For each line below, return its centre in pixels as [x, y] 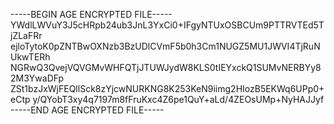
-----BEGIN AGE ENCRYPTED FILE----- [91, 14]
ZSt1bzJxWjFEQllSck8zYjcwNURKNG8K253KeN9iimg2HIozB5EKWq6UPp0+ [167, 88]
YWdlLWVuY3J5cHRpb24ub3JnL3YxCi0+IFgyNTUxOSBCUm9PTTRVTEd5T [167, 25]
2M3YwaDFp [37, 78]
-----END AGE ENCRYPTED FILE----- [87, 110]
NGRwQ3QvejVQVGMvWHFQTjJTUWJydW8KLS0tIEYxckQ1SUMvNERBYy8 [166, 67]
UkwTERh [30, 57]
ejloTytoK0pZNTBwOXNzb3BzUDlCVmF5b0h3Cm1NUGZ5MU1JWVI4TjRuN [165, 46]
